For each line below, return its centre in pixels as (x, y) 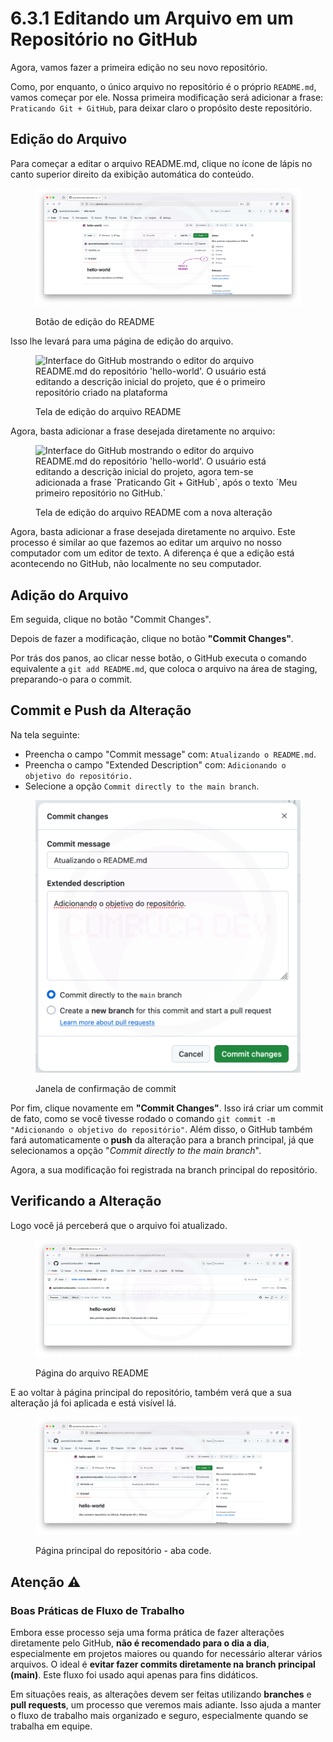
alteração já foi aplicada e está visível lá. (93, 1403)
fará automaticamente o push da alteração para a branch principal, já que (162, 1139)
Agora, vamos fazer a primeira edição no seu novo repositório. (139, 67)
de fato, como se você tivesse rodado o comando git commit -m (143, 1118)
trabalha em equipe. (51, 1726)
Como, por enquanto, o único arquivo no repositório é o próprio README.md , (163, 86)
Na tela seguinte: (45, 734)
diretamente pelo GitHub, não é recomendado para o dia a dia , (140, 1643)
